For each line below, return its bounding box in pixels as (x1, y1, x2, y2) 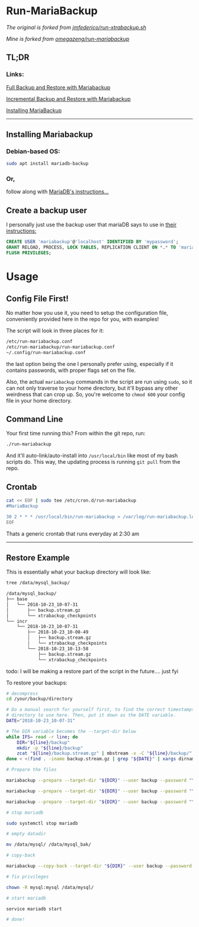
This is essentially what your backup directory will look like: (6, 568, 151, 576)
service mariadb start (6, 906, 62, 912)
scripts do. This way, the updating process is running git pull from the (6, 458, 181, 466)
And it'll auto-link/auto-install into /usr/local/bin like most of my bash (6, 452, 178, 459)
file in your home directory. (6, 397, 72, 404)
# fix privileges (6, 874, 49, 880)
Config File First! (6, 294, 69, 304)
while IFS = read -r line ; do (6, 734, 78, 740)
